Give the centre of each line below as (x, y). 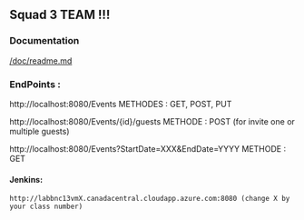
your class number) (46, 207)
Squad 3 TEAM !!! (60, 15)
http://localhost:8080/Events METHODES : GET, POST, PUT (121, 104)
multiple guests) (39, 131)
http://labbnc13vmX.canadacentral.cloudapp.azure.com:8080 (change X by (150, 199)
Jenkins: (26, 179)
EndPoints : (35, 84)
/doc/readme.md (41, 60)
